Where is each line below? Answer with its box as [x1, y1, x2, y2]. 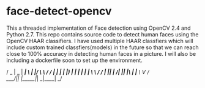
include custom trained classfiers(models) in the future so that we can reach [6, 44, 199, 51]
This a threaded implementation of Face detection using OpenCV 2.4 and [6, 24, 191, 32]
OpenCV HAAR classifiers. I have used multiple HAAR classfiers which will [6, 37, 194, 44]
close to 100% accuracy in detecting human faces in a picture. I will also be [6, 50, 196, 57]
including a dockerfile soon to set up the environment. [6, 56, 143, 64]
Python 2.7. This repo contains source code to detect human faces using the [6, 30, 199, 38]
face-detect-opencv [6, 4, 112, 18]
